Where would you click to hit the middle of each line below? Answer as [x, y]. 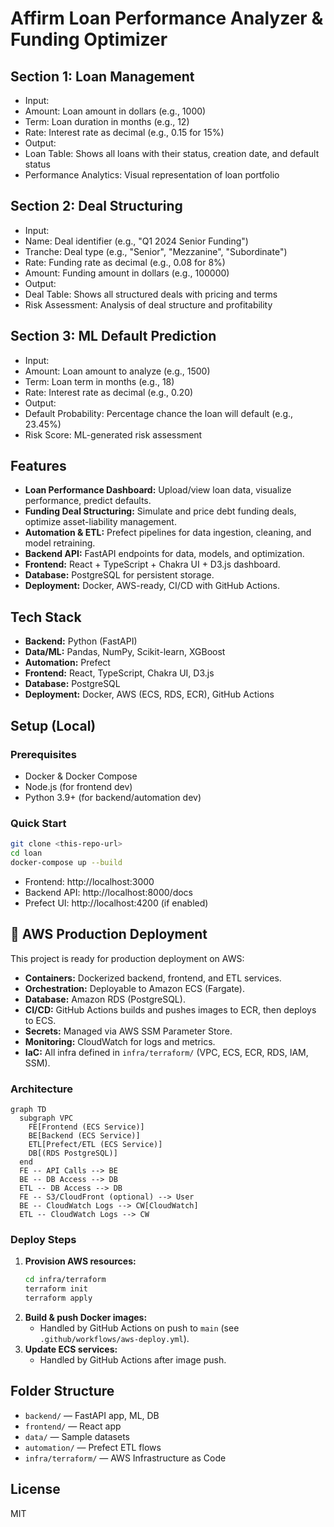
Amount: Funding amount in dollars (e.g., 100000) [127, 273]
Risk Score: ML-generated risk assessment [113, 434]
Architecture [42, 1089]
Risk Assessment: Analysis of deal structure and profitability [148, 304]
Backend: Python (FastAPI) [81, 641]
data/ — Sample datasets [77, 1436]
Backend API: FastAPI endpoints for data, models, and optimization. [164, 554]
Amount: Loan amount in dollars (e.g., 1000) [115, 111]
